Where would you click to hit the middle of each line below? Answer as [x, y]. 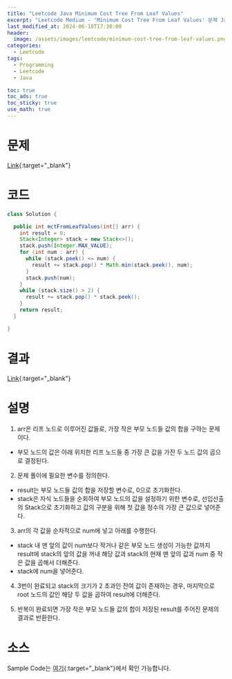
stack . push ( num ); [50, 278]
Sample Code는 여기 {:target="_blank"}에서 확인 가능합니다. [89, 668]
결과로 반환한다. [38, 618]
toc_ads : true [28, 97]
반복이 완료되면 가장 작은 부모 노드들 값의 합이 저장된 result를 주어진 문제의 [118, 609]
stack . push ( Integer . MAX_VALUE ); [66, 246]
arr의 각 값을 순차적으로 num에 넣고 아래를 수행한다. [87, 530]
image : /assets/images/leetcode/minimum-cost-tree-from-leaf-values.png [120, 39]
